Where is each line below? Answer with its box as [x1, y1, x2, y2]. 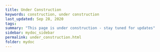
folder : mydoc [5, 40, 35, 45]
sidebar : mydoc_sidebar [5, 30, 55, 35]
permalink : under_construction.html [5, 35, 81, 40]
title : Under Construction [5, 7, 61, 12]
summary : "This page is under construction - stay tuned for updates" [5, 26, 155, 31]
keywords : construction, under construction [5, 12, 99, 17]
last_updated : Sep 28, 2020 [5, 16, 64, 21]
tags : [5, 21, 16, 26]
